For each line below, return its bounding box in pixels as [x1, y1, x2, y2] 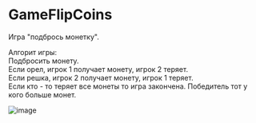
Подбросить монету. [8, 56, 79, 65]
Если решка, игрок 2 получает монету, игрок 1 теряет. [8, 73, 194, 82]
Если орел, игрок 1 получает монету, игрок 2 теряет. [8, 64, 189, 73]
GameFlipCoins [8, 6, 113, 24]
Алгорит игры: [8, 47, 58, 57]
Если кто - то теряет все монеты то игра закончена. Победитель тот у [8, 81, 248, 91]
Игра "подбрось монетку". [8, 32, 100, 42]
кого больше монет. [8, 89, 77, 99]
